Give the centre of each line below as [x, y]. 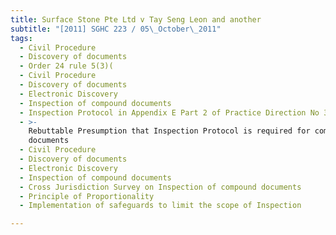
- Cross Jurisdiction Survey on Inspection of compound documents [160, 187]
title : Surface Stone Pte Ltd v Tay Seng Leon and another [136, 19]
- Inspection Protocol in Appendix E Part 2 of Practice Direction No [169, 112]
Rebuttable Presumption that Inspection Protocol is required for [169, 131]
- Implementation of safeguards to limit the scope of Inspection [160, 206]
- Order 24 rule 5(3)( [66, 66]
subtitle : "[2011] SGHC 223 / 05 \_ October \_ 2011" [116, 29]
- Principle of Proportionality [87, 196]
